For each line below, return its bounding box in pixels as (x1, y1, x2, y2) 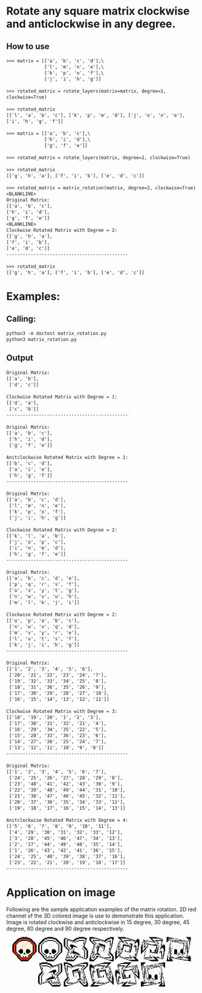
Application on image (6, 886, 116, 899)
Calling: (6, 313, 36, 324)
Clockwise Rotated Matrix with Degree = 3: (6, 708, 118, 714)
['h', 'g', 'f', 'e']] (8, 551, 67, 557)
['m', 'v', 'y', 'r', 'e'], (8, 630, 80, 636)
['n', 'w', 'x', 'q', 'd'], (8, 623, 80, 630)
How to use (6, 41, 50, 51)
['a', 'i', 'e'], (8, 466, 53, 472)
